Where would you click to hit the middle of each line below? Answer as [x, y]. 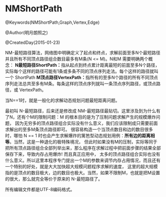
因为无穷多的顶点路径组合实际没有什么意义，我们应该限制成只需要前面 [86, 123]
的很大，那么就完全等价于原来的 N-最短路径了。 [54, 179]
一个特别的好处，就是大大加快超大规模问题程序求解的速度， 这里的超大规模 [82, 166]
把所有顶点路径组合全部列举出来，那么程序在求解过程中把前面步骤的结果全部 [83, 148]
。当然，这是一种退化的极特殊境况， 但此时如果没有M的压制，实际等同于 [83, 142]
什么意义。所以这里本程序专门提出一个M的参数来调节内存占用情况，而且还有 [83, 160]
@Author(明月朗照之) [27, 32]
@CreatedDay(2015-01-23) [33, 42]
